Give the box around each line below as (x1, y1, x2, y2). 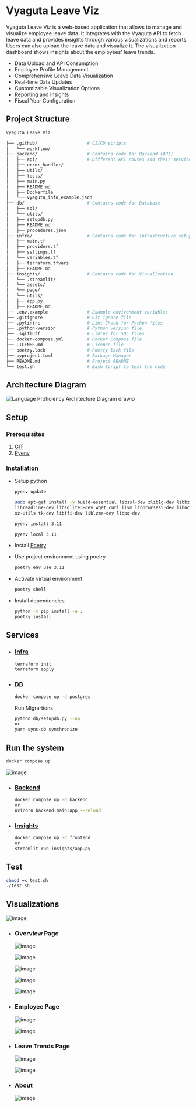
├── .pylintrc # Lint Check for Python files (6, 320, 163, 326)
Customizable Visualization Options (14, 84, 100, 91)
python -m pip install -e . (14, 608, 83, 615)
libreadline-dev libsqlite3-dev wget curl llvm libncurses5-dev (14, 505, 174, 510)
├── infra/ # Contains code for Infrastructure (6, 233, 176, 239)
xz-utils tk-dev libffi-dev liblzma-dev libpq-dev (14, 510, 141, 516)
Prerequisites (6, 430, 45, 438)
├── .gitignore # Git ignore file (6, 315, 132, 321)
